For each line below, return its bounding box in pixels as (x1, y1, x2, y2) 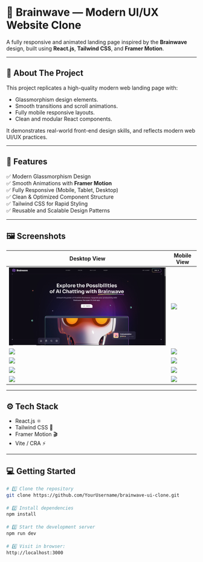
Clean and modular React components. (14, 115, 113, 122)
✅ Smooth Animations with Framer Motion (6, 179, 112, 187)
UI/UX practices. (6, 133, 48, 140)
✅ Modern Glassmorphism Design (6, 173, 91, 180)
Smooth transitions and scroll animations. (14, 102, 118, 110)
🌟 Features (6, 157, 48, 167)
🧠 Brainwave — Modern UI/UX (6, 5, 159, 19)
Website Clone (6, 18, 82, 32)
